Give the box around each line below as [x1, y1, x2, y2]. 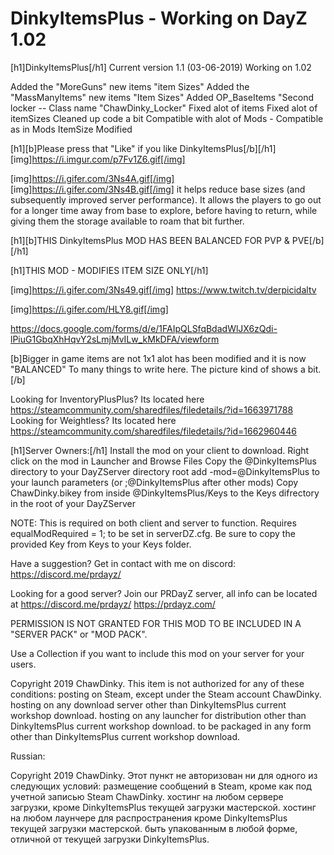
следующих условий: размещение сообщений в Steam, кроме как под [10, 780, 312, 792]
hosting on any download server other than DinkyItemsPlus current [10, 698, 287, 711]
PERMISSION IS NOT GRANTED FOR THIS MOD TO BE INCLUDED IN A [10, 617, 302, 629]
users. [10, 658, 37, 670]
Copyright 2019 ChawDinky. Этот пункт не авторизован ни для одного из [10, 769, 318, 781]
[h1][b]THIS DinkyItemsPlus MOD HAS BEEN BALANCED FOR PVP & [10, 234, 290, 246]
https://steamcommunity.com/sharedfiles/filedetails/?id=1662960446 [10, 425, 297, 437]
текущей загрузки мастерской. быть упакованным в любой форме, [10, 822, 298, 834]
